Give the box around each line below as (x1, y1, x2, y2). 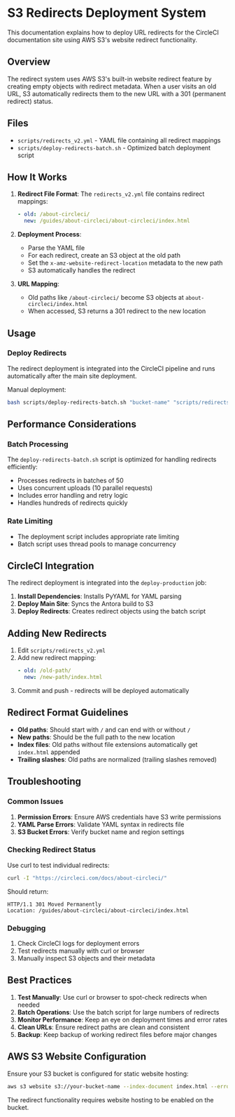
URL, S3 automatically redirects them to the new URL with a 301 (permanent (7, 89, 226, 98)
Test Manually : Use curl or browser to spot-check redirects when (17, 993, 208, 1001)
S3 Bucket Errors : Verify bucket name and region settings (17, 827, 185, 836)
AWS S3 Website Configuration (7, 1051, 147, 1063)
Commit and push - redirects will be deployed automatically (17, 687, 190, 695)
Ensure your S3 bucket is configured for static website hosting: (7, 1069, 189, 1078)
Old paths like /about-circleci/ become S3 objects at (27, 293, 184, 302)
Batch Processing (7, 439, 69, 449)
